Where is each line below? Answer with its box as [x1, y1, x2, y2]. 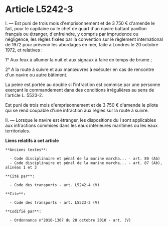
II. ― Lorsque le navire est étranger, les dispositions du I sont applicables [5, 117, 156, 123]
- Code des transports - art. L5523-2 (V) [10, 200, 100, 205]
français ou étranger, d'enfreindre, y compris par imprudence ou [5, 31, 139, 37]
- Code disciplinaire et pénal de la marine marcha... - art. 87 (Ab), [10, 160, 163, 166]
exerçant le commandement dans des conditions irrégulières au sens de [5, 87, 154, 93]
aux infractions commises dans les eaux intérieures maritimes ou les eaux [5, 122, 158, 128]
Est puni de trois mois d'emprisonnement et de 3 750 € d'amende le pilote [5, 102, 158, 108]
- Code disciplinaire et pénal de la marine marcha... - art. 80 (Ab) [10, 156, 160, 161]
